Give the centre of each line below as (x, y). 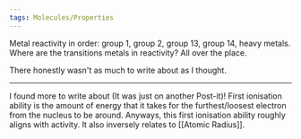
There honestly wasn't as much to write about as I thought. (118, 70)
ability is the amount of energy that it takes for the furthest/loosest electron (148, 105)
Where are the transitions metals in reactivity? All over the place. (128, 52)
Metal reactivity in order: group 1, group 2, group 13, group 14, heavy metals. (150, 43)
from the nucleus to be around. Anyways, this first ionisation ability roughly (148, 115)
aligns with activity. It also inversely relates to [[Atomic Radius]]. (127, 124)
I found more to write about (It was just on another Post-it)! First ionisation (146, 96)
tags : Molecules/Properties (62, 17)
